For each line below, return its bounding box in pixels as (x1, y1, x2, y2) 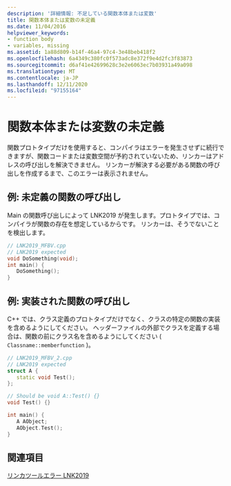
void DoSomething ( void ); (7, 255, 79, 262)
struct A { (7, 367, 39, 374)
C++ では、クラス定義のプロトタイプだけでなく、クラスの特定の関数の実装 (7, 315, 221, 323)
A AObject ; (16, 418, 48, 425)
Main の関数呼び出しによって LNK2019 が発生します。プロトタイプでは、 (7, 211, 214, 219)
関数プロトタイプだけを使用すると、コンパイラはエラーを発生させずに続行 (7, 143, 219, 152)
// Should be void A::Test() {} (7, 393, 100, 400)
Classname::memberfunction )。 (7, 340, 95, 349)
